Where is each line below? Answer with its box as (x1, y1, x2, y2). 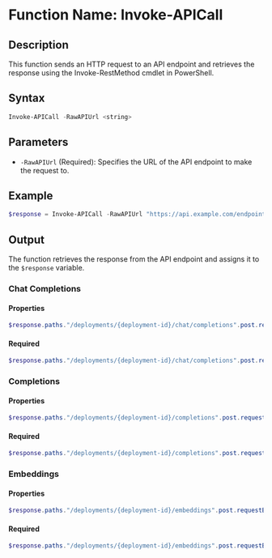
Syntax (8, 92, 45, 105)
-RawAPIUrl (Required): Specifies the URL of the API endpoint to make (19, 156, 253, 167)
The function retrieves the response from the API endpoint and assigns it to (8, 254, 260, 264)
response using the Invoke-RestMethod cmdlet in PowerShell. (8, 68, 215, 78)
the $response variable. (8, 263, 85, 272)
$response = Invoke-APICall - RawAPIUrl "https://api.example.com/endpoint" (8, 211, 270, 219)
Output (8, 232, 45, 246)
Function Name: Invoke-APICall (8, 6, 223, 24)
